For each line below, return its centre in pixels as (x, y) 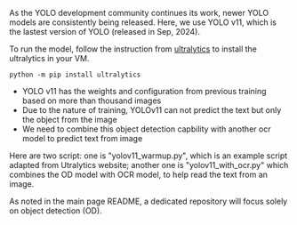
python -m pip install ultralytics (75, 75)
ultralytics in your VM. (49, 58)
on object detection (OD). (56, 211)
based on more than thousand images (92, 100)
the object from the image (69, 120)
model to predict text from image (82, 138)
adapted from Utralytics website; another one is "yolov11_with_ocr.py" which (149, 165)
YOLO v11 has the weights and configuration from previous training (144, 91)
